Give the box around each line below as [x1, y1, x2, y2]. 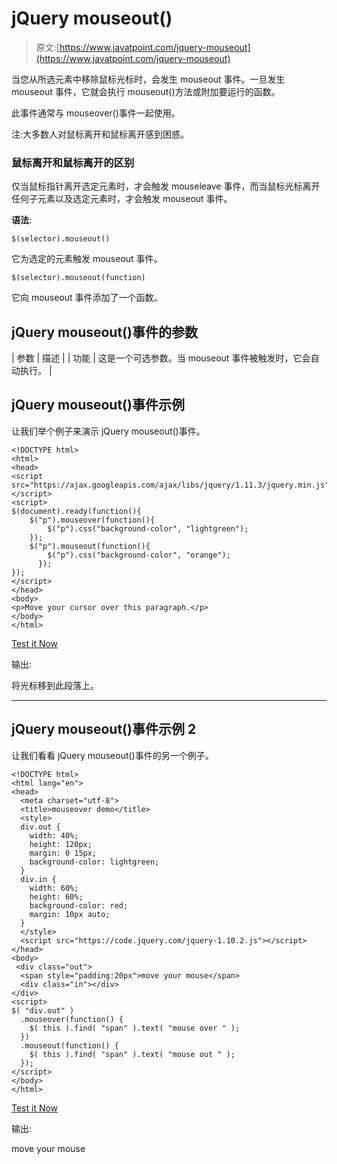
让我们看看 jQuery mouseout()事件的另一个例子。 [11, 749, 214, 761]
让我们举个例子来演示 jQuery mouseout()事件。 [11, 425, 206, 437]
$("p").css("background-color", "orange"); [47, 550, 231, 560]
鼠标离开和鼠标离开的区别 [11, 155, 135, 169]
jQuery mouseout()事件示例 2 [11, 721, 197, 738]
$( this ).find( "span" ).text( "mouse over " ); [29, 1023, 241, 1033]
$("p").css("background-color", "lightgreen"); [47, 523, 249, 534]
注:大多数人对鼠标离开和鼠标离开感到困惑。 [11, 128, 190, 140]
